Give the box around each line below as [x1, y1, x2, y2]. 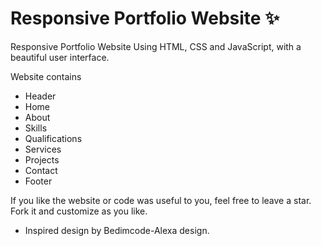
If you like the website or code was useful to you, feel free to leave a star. [10, 194, 312, 206]
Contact [24, 164, 58, 176]
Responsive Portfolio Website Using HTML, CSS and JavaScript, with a [10, 40, 302, 52]
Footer [24, 175, 53, 187]
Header [24, 90, 57, 102]
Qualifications [24, 132, 83, 144]
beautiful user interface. [10, 51, 110, 63]
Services [24, 143, 62, 155]
